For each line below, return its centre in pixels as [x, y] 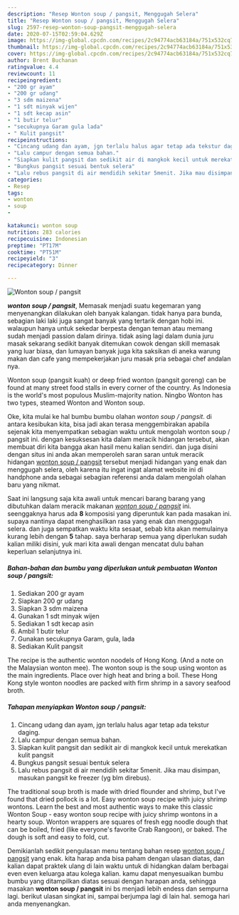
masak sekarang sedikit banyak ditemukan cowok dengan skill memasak [114, 343]
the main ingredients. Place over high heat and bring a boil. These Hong [113, 675]
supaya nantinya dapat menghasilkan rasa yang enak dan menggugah [110, 521]
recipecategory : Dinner [43, 265]
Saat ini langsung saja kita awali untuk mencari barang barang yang [106, 498]
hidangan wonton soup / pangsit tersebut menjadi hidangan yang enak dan [117, 462]
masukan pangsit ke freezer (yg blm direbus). [84, 777]
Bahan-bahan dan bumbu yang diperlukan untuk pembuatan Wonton [113, 568]
